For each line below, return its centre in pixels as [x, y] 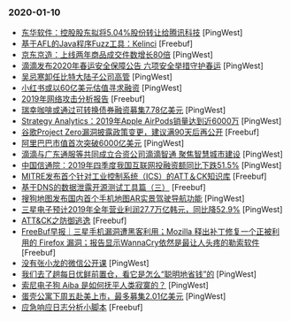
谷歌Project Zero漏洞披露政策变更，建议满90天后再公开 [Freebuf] [140, 132]
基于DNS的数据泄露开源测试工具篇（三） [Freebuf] [113, 187]
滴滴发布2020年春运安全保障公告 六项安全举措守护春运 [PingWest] [142, 66]
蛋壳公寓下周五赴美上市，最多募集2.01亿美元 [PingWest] [123, 296]
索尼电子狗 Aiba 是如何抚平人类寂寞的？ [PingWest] [115, 286]
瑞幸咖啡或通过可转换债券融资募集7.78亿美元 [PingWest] [123, 110]
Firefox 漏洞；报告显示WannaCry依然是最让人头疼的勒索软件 [149, 243]
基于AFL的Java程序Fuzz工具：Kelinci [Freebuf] [107, 44]
